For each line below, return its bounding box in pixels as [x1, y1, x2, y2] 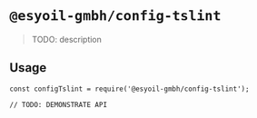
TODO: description [31, 34, 103, 44]
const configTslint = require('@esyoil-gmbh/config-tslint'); [9, 84, 250, 93]
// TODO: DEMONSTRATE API [9, 100, 107, 109]
